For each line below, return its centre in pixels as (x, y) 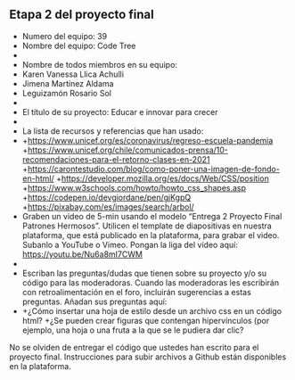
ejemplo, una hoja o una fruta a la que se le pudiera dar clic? (133, 330)
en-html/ (38, 178)
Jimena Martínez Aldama (68, 83)
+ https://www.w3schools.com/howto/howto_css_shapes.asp (134, 187)
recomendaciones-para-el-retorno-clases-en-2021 (116, 159)
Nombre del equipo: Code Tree (79, 45)
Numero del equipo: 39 (65, 36)
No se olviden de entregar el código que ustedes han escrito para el (134, 347)
